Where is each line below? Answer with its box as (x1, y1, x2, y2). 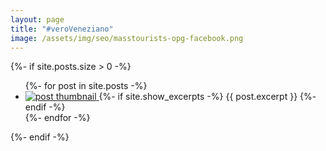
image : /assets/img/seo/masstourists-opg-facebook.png (10, 33, 244, 43)
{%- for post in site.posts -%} (24, 80, 148, 92)
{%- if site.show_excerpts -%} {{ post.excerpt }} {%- (98, 91, 317, 103)
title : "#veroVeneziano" (10, 24, 114, 34)
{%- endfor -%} (24, 112, 91, 124)
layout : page (10, 14, 65, 25)
